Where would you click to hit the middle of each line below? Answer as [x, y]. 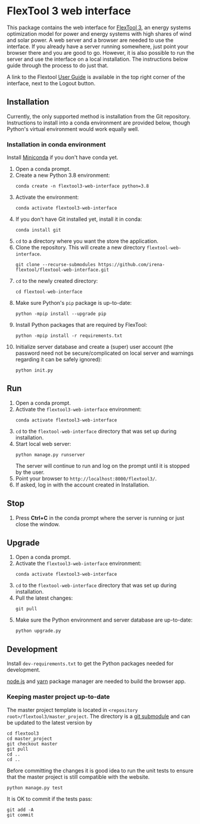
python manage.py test [35, 788]
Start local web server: [43, 444]
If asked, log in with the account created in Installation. [82, 485]
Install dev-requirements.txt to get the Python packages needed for [90, 664]
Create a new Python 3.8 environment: [62, 175]
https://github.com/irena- [132, 265]
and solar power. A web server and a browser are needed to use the [90, 40]
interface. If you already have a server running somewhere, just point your [98, 46]
